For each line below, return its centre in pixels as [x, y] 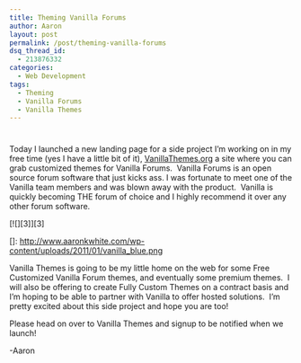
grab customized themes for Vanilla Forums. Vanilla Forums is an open [141, 168]
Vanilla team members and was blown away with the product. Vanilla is [142, 187]
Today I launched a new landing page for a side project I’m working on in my [150, 149]
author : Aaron [36, 26]
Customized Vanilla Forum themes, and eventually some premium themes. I [150, 278]
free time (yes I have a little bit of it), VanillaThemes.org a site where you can [150, 159]
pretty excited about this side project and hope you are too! [119, 306]
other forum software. [50, 207]
